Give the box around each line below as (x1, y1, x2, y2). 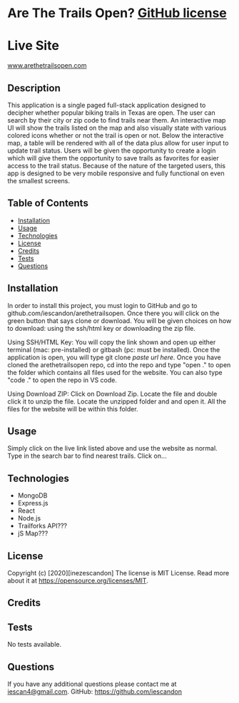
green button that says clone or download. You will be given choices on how (7, 316, 232, 325)
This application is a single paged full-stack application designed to (7, 101, 206, 109)
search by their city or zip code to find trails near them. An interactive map (7, 116, 226, 124)
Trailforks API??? (17, 522, 68, 530)
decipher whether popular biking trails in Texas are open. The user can (7, 108, 215, 117)
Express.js (17, 499, 49, 508)
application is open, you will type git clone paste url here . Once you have (7, 353, 221, 361)
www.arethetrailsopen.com (7, 61, 87, 70)
